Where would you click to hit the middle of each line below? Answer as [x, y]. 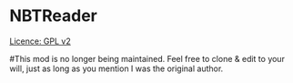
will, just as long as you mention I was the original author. [116, 68]
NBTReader [53, 16]
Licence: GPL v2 [40, 41]
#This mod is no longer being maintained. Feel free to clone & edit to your [147, 58]
